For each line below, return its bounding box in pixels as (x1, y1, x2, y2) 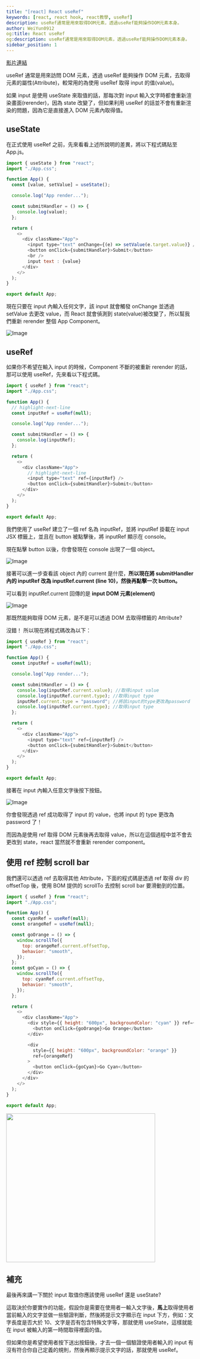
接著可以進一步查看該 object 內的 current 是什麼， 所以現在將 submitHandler (6, 570, 194, 577)
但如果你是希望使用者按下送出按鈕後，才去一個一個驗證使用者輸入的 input (6, 1339, 187, 1346)
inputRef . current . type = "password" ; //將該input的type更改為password (17, 698, 190, 704)
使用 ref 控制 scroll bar (6, 858, 90, 868)
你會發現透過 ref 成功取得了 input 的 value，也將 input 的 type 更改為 (6, 811, 174, 818)
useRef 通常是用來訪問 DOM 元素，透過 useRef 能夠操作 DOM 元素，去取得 (6, 71, 190, 79)
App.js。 (6, 148, 27, 155)
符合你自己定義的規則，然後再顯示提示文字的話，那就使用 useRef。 (16, 1346, 182, 1354)
